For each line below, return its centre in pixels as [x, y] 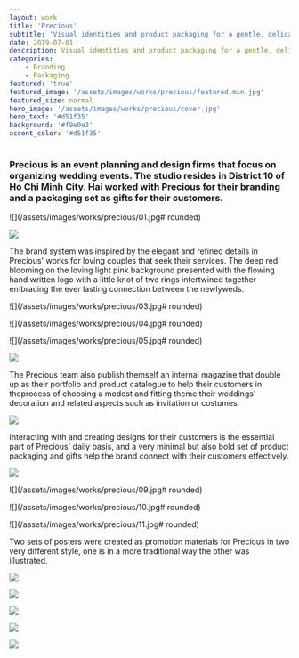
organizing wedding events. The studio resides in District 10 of [147, 175]
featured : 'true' [41, 84]
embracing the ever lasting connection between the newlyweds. [127, 289]
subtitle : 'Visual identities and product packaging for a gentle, [137, 34]
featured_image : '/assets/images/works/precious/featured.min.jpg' [137, 92]
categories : [31, 59]
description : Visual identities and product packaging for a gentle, [141, 51]
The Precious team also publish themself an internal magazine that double [145, 375]
